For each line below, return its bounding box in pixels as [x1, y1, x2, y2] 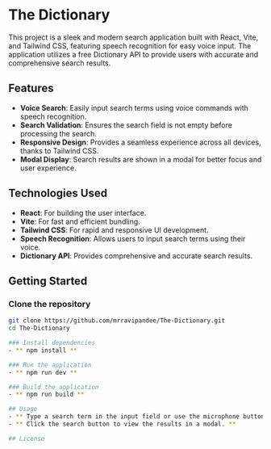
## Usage [8, 405, 38, 413]
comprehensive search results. [8, 58, 111, 68]
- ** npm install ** [8, 346, 78, 355]
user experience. [19, 163, 77, 173]
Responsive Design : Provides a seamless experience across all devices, [19, 137, 261, 147]
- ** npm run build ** [8, 390, 85, 399]
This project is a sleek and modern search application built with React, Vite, [8, 32, 259, 42]
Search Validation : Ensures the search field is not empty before [19, 120, 232, 130]
